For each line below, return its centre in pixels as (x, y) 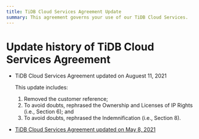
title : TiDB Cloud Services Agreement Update (64, 12)
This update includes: (42, 88)
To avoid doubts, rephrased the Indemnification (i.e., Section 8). (102, 118)
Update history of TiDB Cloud (80, 47)
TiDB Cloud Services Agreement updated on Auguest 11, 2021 (91, 76)
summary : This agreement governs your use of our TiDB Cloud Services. (97, 17)
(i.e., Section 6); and (49, 112)
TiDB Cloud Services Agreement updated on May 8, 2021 (85, 129)
